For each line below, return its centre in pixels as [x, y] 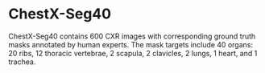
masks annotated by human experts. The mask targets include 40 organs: [131, 44]
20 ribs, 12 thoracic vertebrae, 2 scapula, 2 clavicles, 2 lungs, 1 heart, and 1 [133, 53]
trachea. [22, 62]
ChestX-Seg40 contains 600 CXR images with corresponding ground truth [132, 36]
